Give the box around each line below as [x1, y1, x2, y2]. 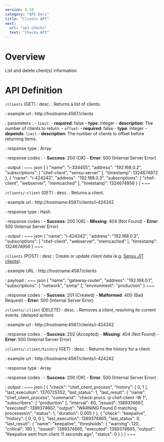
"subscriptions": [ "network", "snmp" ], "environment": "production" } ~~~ [5, 283, 155, 288]
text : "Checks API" [9, 30, 49, 35]
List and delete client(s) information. [5, 67, 78, 73]
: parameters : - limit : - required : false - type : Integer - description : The [5, 120, 153, 126]
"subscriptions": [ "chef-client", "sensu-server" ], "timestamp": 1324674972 [5, 169, 158, 175]
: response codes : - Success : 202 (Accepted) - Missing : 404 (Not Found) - [5, 331, 159, 337]
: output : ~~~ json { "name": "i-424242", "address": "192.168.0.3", [5, 233, 140, 239]
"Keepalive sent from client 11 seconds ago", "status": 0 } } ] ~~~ [5, 431, 136, 437]
